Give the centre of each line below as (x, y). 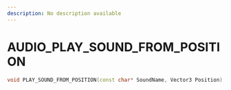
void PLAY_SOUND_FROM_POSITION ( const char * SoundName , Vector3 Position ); (117, 80)
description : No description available (64, 13)
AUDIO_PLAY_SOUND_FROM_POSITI (114, 47)
